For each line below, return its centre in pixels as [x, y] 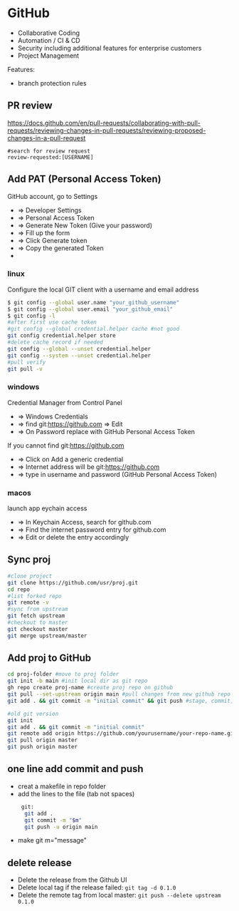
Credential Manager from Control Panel [65, 402]
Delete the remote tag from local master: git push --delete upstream [119, 895]
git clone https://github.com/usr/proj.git [73, 582]
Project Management [48, 56]
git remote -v [28, 603]
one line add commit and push [75, 769]
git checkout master [38, 629]
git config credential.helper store [62, 336]
